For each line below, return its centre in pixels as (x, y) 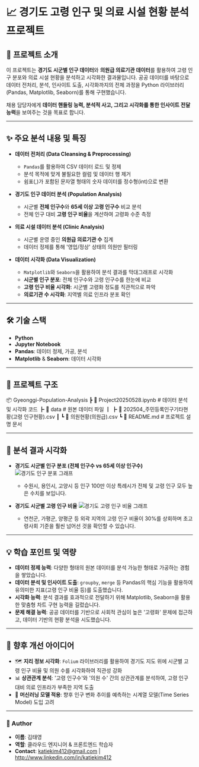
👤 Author (19, 723)
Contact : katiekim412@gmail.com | (57, 751)
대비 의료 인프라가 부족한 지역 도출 (54, 687)
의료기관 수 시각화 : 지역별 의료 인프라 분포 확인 (77, 294)
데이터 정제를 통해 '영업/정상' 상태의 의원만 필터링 (81, 247)
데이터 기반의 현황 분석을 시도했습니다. (67, 620)
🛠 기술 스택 (26, 321)
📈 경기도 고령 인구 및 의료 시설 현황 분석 (98, 12)
